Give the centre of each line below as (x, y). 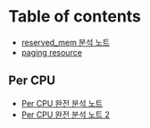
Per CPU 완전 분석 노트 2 (66, 115)
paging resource (51, 52)
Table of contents (75, 17)
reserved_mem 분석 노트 (66, 42)
